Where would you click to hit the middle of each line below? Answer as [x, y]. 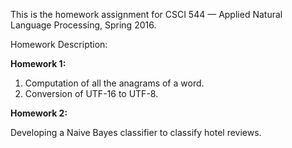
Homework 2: [39, 113]
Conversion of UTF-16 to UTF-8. [91, 93]
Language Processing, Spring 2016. [83, 25]
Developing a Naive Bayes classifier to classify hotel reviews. [136, 132]
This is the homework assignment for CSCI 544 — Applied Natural [146, 14]
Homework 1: [38, 63]
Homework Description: [59, 44]
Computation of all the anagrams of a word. [114, 83]
